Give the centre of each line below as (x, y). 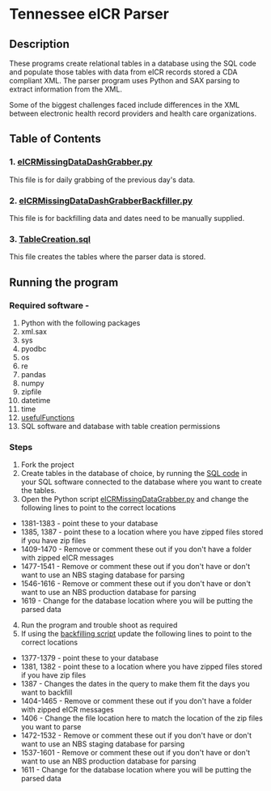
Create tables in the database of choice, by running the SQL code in (134, 474)
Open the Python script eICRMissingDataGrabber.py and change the (135, 500)
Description (39, 44)
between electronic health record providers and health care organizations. (133, 113)
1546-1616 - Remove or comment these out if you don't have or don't (136, 584)
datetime (36, 400)
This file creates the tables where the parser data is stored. (108, 257)
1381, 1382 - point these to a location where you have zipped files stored (142, 667)
